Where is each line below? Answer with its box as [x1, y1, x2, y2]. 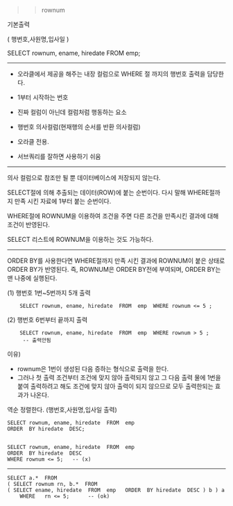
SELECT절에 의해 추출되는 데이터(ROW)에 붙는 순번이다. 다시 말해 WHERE [7, 188, 209, 197]
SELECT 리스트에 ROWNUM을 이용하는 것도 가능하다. [7, 236, 154, 243]
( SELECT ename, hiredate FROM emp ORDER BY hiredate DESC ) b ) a [7, 487, 225, 493]
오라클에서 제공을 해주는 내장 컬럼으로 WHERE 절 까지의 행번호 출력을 [17, 70, 206, 78]
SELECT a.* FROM [7, 475, 58, 482]
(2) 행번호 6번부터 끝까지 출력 [7, 316, 88, 324]
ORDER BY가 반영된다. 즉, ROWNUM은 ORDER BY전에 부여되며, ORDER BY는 [7, 266, 221, 273]
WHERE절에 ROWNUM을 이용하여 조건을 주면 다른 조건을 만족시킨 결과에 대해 [7, 212, 219, 220]
